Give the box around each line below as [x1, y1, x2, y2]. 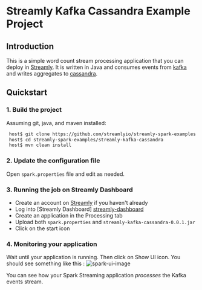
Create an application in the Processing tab [15, 211, 123, 219]
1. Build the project [6, 106, 62, 114]
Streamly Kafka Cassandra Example [6, 4, 191, 18]
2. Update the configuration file [6, 156, 100, 165]
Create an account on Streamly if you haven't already [15, 199, 148, 206]
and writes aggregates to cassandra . [6, 70, 98, 77]
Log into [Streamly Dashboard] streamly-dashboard [15, 205, 144, 213]
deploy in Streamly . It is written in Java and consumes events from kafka [6, 63, 187, 71]
